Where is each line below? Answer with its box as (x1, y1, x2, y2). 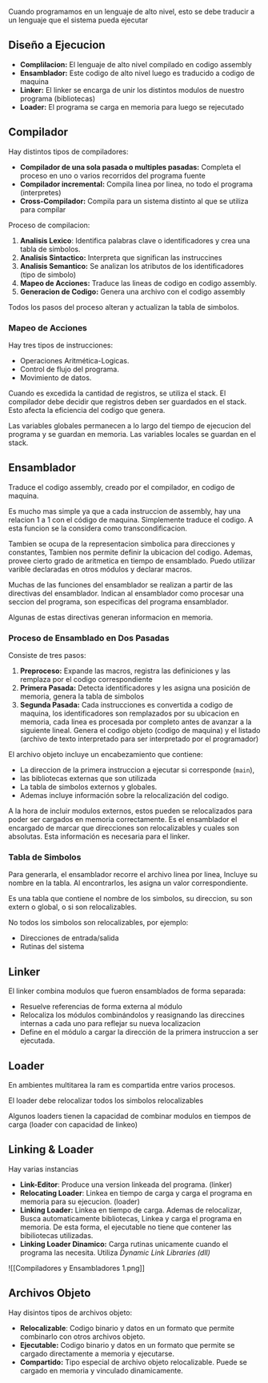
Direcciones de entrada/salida (19, 933, 119, 943)
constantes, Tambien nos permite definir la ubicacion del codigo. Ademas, (8, 547, 254, 557)
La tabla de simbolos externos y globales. (19, 782, 158, 792)
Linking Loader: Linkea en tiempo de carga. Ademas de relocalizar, (19, 1205, 242, 1215)
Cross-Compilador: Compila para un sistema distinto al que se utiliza (19, 196, 249, 206)
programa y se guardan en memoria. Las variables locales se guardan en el (8, 429, 256, 439)
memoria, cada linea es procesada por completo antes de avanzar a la (19, 717, 252, 727)
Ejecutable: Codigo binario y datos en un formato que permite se (19, 1340, 235, 1349)
